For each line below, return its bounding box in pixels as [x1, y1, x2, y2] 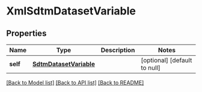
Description [100, 46, 135, 54]
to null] [141, 64, 161, 72]
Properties [6, 28, 47, 38]
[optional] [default [141, 56, 192, 64]
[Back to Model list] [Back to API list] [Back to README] [6, 79, 144, 86]
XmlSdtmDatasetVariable [6, 4, 136, 18]
